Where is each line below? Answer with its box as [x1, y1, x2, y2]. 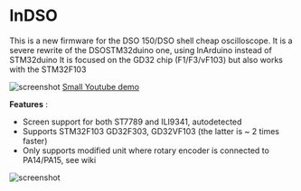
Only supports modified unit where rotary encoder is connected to [22, 145, 269, 156]
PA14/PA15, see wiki [22, 154, 97, 165]
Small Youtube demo [61, 81, 140, 92]
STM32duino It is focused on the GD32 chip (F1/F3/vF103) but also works [9, 54, 283, 65]
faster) [22, 135, 48, 146]
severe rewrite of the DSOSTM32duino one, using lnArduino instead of [9, 44, 273, 55]
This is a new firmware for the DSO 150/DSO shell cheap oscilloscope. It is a [9, 35, 293, 46]
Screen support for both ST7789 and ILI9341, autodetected [22, 116, 242, 127]
